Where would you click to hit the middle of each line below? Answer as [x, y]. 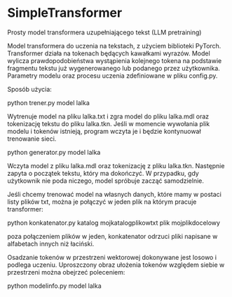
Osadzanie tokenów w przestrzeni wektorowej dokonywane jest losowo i [112, 257]
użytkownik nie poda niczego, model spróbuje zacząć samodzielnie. [106, 181]
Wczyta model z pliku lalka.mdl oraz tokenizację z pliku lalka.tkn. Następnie [116, 165]
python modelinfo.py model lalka [54, 286]
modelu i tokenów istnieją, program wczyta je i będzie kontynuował [104, 131]
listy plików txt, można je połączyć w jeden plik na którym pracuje [102, 202]
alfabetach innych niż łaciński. [51, 244]
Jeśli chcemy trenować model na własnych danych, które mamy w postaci [115, 194]
